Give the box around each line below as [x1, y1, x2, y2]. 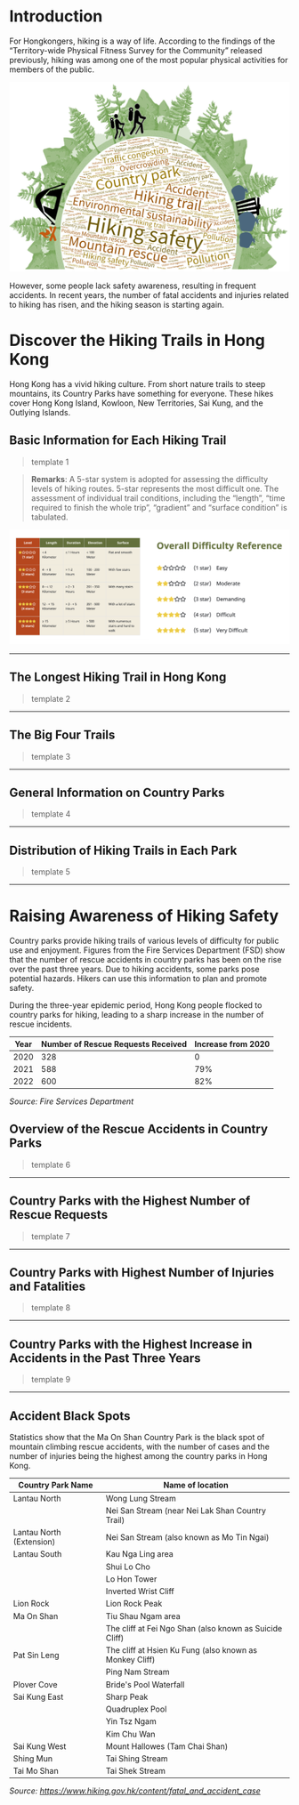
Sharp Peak [105, 1691, 149, 1702]
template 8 [30, 1302, 71, 1313]
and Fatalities [9, 1278, 86, 1293]
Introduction [9, 6, 103, 27]
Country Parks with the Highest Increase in [9, 1336, 253, 1351]
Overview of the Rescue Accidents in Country [9, 1122, 269, 1137]
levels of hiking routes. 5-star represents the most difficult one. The [30, 483, 279, 494]
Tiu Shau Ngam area [105, 1610, 181, 1621]
